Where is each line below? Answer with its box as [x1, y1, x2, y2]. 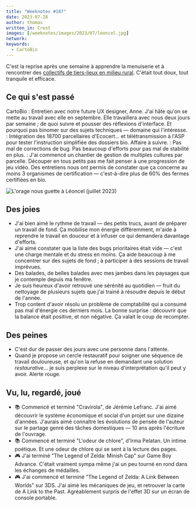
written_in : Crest [6, 25, 51, 31]
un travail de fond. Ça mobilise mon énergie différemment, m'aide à [14, 226, 177, 233]
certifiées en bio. [6, 176, 47, 183]
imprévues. [14, 263, 42, 270]
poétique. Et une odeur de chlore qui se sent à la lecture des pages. [14, 446, 178, 453]
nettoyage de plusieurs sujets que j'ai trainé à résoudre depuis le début [14, 288, 185, 296]
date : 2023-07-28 [6, 14, 48, 20]
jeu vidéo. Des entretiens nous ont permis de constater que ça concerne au [6, 163, 188, 170]
